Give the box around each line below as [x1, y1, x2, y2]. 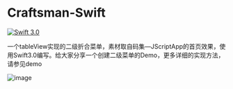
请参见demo [7, 59, 42, 67]
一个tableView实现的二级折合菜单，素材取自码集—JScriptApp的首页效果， [7, 42, 220, 50]
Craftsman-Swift [7, 5, 106, 21]
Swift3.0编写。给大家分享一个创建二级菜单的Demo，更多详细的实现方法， [13, 51, 225, 59]
